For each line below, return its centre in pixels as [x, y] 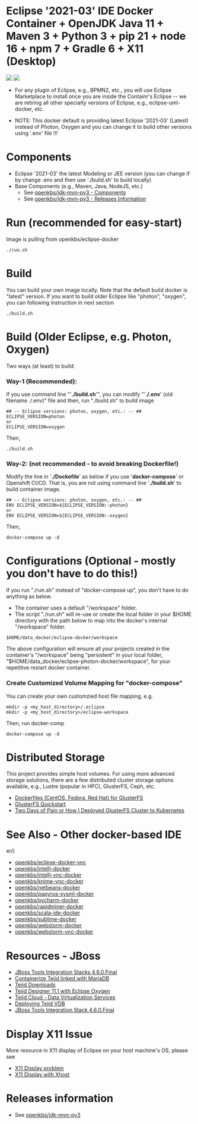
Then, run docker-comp [35, 723]
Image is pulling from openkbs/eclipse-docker [63, 239]
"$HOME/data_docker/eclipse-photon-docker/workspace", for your [88, 661]
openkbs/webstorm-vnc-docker [54, 932]
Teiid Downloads [35, 985]
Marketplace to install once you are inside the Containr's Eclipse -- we [100, 96]
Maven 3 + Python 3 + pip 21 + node [96, 36]
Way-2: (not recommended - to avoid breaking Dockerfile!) [92, 463]
